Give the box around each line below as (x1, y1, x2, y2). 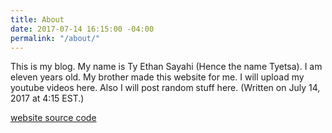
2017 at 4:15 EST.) (10, 92, 85, 105)
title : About (10, 14, 65, 25)
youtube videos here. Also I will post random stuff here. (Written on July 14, (10, 82, 321, 94)
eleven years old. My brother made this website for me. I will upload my (10, 71, 305, 83)
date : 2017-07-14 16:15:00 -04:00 (10, 24, 155, 34)
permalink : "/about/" (10, 33, 101, 43)
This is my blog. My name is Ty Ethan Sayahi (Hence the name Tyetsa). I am (10, 61, 323, 73)
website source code (10, 112, 97, 124)
